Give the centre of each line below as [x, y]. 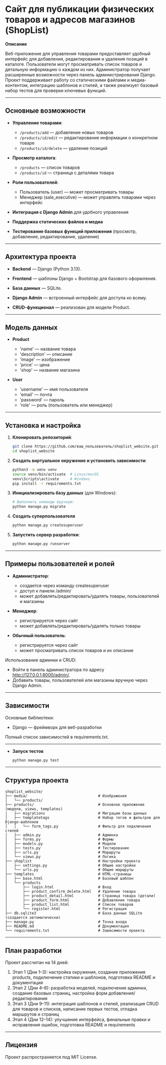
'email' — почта [36, 395]
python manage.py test [36, 760]
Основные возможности [45, 111]
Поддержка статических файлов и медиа [58, 221]
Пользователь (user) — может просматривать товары [77, 192]
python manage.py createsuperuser [48, 525]
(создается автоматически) [33, 918]
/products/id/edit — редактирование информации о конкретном [89, 137]
